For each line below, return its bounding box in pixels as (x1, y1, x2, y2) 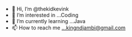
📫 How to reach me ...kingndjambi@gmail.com (11, 24, 126, 31)
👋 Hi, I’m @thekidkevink (11, 6, 69, 12)
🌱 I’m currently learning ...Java (11, 18, 86, 24)
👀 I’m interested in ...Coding (11, 12, 79, 18)
